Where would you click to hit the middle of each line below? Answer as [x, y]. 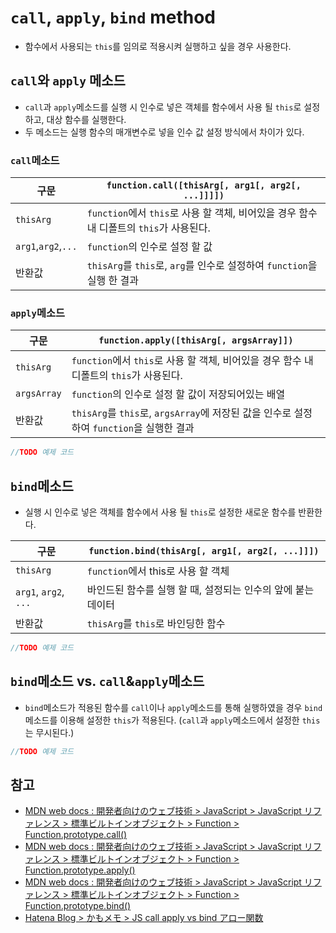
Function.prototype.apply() [80, 870]
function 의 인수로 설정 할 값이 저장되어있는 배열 [178, 394]
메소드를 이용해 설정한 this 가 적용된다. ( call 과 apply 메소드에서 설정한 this [172, 720]
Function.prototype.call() [76, 835]
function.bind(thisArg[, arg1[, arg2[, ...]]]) [204, 551]
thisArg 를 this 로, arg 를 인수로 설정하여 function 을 [202, 266]
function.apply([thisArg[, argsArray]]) [196, 340]
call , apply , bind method [113, 17]
